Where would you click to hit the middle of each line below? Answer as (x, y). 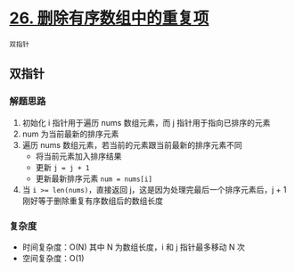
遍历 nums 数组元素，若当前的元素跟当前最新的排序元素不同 (132, 144)
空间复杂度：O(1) (53, 258)
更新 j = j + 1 (62, 167)
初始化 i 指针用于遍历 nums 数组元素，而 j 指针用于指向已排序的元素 (146, 122)
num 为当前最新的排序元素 (70, 134)
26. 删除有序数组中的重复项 (109, 18)
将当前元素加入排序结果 (78, 156)
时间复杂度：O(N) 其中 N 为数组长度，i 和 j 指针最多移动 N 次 (133, 247)
